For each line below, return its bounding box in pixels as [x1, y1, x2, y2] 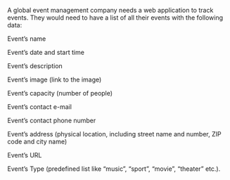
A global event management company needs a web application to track [7, 6, 214, 14]
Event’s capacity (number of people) [7, 89, 113, 97]
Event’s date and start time [7, 49, 84, 56]
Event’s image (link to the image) [7, 75, 102, 84]
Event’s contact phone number [7, 116, 96, 124]
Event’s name [7, 34, 46, 43]
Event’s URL [7, 151, 42, 159]
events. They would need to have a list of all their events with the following [7, 13, 224, 22]
